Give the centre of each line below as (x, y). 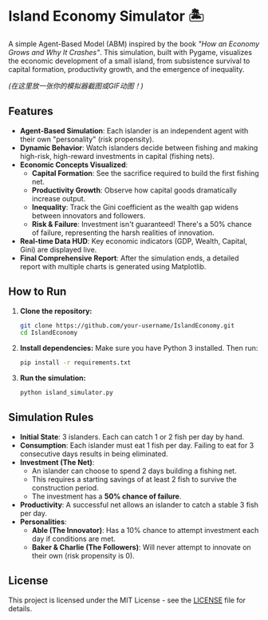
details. (20, 608)
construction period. (65, 487)
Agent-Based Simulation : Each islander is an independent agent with (134, 130)
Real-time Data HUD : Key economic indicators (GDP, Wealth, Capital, (133, 240)
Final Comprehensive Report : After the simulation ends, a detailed (129, 258)
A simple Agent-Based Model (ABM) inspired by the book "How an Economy (134, 44)
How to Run (37, 292)
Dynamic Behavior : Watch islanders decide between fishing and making (139, 147)
